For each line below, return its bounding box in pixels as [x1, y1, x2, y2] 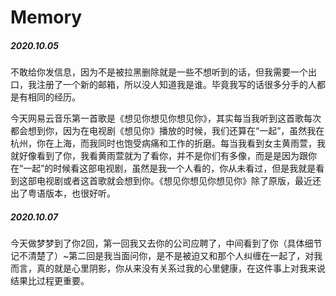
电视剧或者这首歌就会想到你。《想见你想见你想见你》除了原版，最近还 [36, 175, 322, 187]
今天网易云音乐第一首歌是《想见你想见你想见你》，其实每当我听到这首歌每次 [10, 112, 322, 125]
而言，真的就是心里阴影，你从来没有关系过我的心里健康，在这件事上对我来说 [10, 262, 326, 275]
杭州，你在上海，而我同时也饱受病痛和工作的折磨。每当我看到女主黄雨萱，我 [10, 137, 326, 150]
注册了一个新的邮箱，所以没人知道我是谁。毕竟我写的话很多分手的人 [36, 79, 317, 91]
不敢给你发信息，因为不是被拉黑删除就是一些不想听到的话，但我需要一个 [10, 66, 308, 78]
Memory [10, 6, 83, 29]
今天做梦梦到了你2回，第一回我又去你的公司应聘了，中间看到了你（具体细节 [10, 237, 323, 250]
